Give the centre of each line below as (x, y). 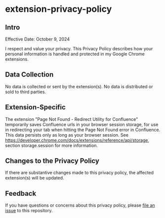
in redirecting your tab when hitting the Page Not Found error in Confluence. (83, 130)
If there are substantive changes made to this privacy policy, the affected (80, 173)
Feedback (21, 193)
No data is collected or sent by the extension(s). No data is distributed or (79, 86)
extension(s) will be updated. (35, 178)
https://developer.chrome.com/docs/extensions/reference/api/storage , (77, 140)
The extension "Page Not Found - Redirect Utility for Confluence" (72, 119)
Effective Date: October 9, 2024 (38, 39)
